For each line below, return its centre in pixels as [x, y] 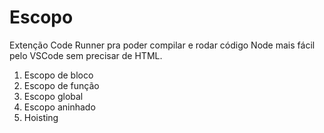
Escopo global [53, 96]
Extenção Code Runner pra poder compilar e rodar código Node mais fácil [162, 45]
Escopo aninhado [59, 107]
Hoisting [41, 117]
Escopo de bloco [58, 75]
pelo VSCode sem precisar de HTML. [86, 55]
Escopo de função [61, 85]
